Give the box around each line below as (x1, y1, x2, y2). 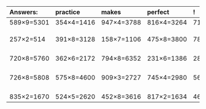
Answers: (9, 8, 38, 16)
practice (55, 8, 80, 16)
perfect (147, 8, 170, 16)
